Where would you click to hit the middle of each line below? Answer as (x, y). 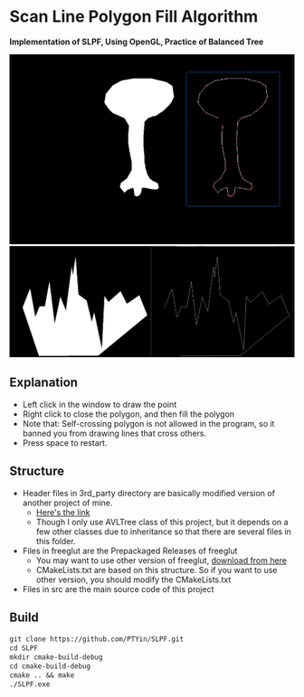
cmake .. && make (42, 675)
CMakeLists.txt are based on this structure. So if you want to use (157, 570)
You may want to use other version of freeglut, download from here (161, 560)
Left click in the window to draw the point (100, 404)
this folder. (56, 541)
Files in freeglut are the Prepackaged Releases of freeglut (130, 551)
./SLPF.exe (30, 684)
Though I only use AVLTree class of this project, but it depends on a (162, 522)
